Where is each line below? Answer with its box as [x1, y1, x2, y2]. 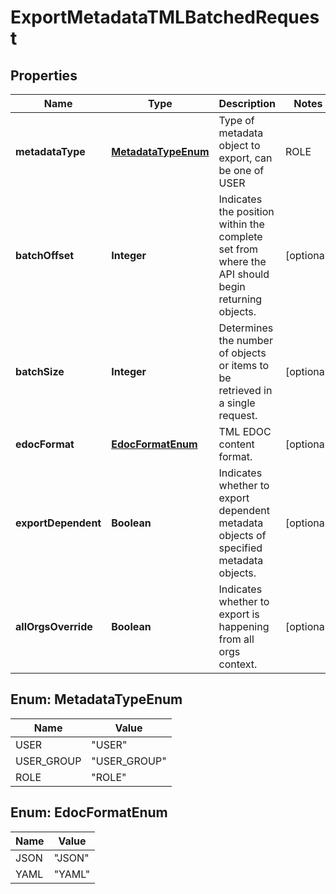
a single [218, 396, 256, 410]
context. [218, 657, 258, 671]
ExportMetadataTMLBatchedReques [10, 6, 320, 29]
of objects [218, 346, 267, 360]
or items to [218, 359, 270, 372]
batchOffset [15, 249, 75, 262]
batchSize [15, 365, 65, 378]
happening [218, 620, 270, 633]
